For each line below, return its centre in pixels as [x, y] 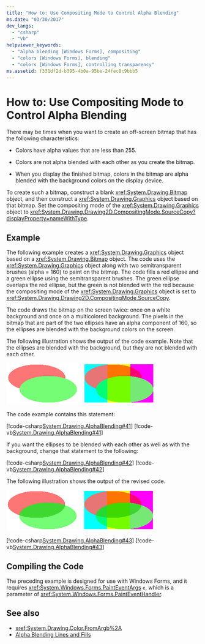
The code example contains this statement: [61, 414]
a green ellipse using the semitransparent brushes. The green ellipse [93, 279]
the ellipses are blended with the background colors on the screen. [91, 329]
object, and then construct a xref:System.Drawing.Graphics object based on [102, 199]
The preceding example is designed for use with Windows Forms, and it [97, 581]
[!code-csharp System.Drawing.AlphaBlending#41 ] [70, 426]
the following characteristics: [43, 138]
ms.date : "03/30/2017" [35, 19]
